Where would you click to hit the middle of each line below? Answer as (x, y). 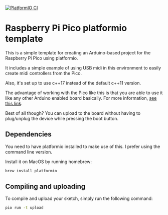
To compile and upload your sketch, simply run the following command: (79, 198)
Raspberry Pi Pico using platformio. (42, 58)
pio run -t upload (24, 208)
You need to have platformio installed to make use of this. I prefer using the (83, 147)
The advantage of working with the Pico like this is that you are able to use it (84, 93)
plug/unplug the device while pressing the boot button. (62, 118)
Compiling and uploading (45, 187)
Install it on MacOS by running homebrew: (48, 162)
